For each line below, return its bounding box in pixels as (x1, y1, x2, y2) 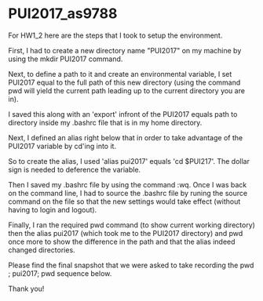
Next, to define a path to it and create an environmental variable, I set (8, 69, 232, 78)
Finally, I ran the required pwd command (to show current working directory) (8, 220, 255, 230)
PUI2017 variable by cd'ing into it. (8, 141, 116, 150)
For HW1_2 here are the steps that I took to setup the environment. (8, 31, 223, 40)
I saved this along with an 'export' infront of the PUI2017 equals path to (8, 109, 238, 118)
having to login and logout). (8, 205, 97, 214)
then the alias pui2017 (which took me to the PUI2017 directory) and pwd (8, 228, 243, 238)
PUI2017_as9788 (8, 5, 118, 23)
